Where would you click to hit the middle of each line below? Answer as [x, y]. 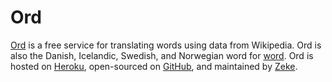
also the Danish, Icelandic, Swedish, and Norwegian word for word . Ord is [162, 55]
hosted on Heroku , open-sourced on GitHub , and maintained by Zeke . [154, 66]
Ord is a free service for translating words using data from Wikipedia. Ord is [166, 45]
